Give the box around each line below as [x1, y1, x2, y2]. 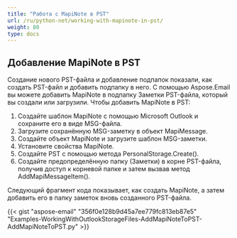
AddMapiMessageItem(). [17, 172, 91, 181]
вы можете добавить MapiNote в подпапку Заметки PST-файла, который [7, 90, 228, 99]
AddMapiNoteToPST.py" [7, 222, 79, 231]
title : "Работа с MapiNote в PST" [7, 10, 110, 18]
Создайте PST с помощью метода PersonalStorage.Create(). [17, 150, 199, 158]
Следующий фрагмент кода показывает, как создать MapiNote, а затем [7, 186, 225, 195]
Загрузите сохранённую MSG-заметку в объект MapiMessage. [17, 127, 208, 136]
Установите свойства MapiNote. [17, 142, 115, 151]
